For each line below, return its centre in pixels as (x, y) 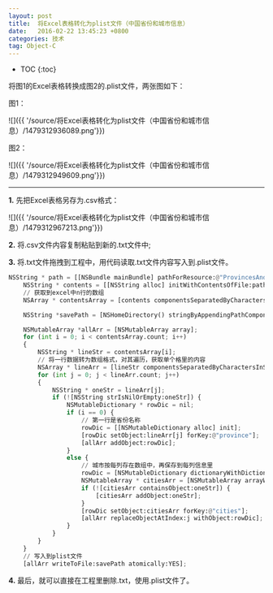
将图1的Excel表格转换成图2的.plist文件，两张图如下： (97, 86)
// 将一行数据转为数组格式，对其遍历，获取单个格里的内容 (121, 360)
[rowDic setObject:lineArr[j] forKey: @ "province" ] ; (170, 435)
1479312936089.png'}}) (65, 131)
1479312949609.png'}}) (65, 175)
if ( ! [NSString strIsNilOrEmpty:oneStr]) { (126, 398)
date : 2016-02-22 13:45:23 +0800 (69, 31)
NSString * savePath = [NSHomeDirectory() (94, 315)
